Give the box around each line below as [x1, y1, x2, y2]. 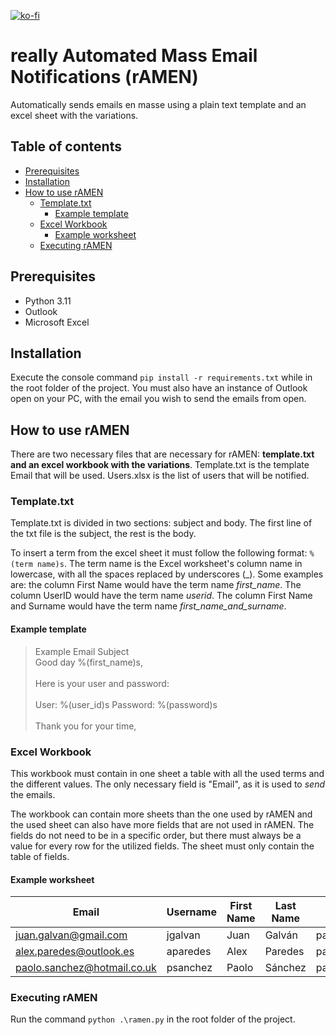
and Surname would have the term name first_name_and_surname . [10, 600, 287, 612]
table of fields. [10, 850, 70, 862]
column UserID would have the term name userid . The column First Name [10, 590, 313, 602]
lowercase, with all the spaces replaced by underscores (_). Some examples [10, 568, 324, 580]
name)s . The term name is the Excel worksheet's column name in [36, 558, 303, 570]
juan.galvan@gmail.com [15, 928, 128, 942]
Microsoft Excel [24, 316, 90, 328]
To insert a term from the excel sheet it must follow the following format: [10, 547, 308, 559]
